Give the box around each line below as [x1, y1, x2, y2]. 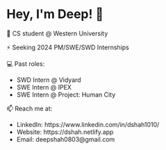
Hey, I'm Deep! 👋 [6, 6, 104, 22]
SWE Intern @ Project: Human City [16, 90, 116, 99]
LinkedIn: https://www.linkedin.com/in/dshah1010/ [16, 120, 160, 128]
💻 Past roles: [6, 59, 45, 68]
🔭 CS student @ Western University [6, 29, 108, 37]
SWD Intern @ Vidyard [16, 76, 81, 84]
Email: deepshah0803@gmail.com [16, 135, 115, 143]
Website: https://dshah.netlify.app [16, 128, 114, 136]
